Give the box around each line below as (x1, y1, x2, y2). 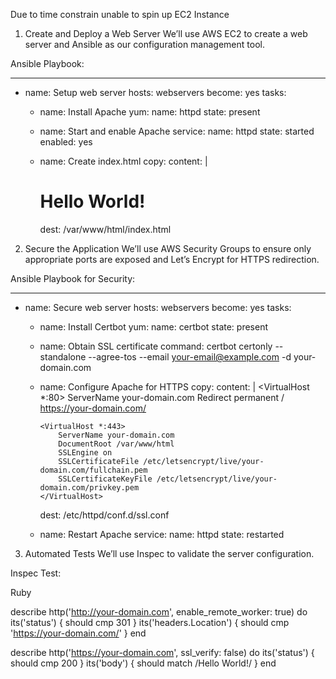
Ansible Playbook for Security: (10, 272, 136, 284)
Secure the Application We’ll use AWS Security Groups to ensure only (24, 242, 312, 254)
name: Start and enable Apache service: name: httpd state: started (39, 125, 315, 137)
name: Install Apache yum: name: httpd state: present (39, 106, 261, 118)
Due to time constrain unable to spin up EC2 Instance (10, 9, 230, 20)
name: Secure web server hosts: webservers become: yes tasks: (24, 301, 292, 313)
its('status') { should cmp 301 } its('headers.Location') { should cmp (10, 616, 290, 628)
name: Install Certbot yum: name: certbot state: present (39, 320, 268, 333)
